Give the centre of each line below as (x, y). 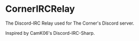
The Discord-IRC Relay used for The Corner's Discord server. (70, 23)
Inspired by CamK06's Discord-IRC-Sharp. (50, 33)
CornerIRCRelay (40, 9)
